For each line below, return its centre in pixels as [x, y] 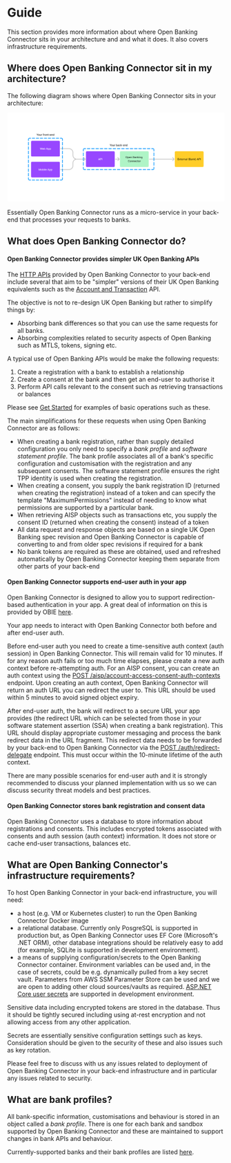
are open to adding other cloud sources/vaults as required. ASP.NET [114, 986]
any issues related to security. [50, 1078]
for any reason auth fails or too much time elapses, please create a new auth [116, 660]
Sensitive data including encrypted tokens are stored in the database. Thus [114, 1007]
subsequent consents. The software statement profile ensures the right [118, 470]
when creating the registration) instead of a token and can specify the [116, 492]
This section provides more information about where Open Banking [102, 32]
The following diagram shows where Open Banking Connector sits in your [112, 95]
